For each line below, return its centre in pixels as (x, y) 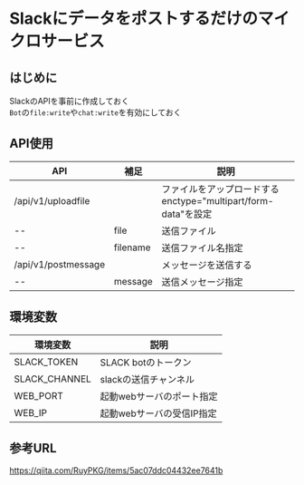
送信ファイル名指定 (203, 247)
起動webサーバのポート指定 (159, 396)
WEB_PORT (38, 395)
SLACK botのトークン (146, 362)
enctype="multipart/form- (218, 200)
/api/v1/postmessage (60, 264)
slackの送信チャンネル (147, 379)
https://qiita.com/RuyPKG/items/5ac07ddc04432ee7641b (116, 470)
